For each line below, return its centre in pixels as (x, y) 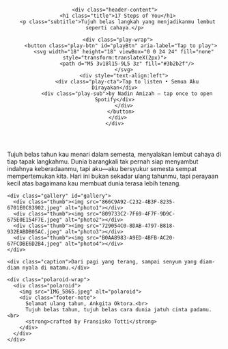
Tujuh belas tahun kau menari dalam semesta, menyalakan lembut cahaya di (114, 154)
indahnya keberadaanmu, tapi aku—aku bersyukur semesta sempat (102, 169)
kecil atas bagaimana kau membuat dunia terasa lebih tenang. (94, 183)
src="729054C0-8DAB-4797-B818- (131, 226)
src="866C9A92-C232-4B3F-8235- (131, 202)
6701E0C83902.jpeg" (35, 208)
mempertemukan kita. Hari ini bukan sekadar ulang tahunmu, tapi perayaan (113, 176)
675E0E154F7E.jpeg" (35, 220)
